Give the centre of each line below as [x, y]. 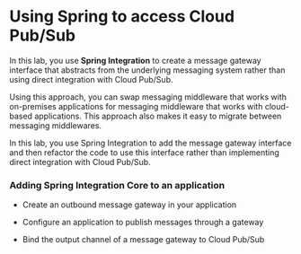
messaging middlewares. [55, 125]
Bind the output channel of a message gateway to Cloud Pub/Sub [143, 240]
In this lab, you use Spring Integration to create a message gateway [136, 60]
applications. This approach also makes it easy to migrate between [158, 116]
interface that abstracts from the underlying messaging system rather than [147, 70]
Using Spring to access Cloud [122, 17]
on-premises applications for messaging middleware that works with [136, 106]
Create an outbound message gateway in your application [129, 205]
